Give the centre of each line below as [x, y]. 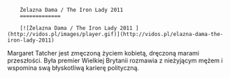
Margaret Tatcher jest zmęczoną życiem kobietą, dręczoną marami [103, 53]
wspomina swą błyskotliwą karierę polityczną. [73, 68]
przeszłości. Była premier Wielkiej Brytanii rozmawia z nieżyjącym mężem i [115, 60]
